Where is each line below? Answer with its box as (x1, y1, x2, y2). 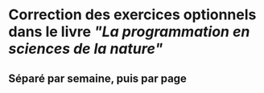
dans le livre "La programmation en (8, 22, 250, 41)
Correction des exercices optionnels (8, 6, 257, 24)
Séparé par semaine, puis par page (8, 71, 188, 85)
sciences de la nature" (8, 40, 163, 58)
